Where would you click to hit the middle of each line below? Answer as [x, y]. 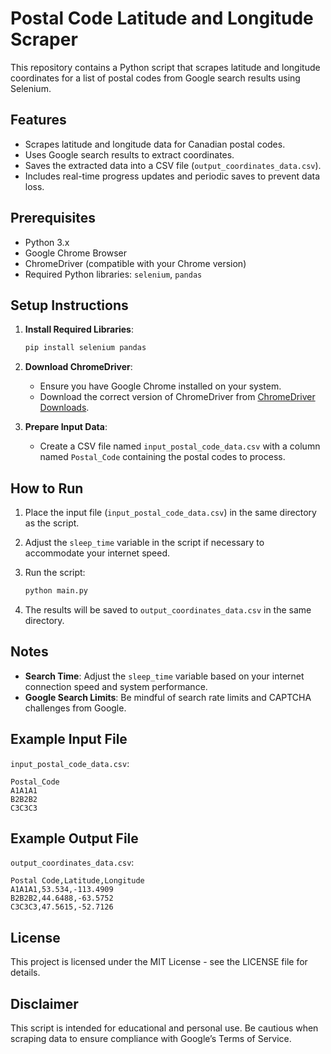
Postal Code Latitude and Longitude [162, 18]
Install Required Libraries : [79, 329]
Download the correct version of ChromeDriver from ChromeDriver [177, 397]
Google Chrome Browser [76, 253]
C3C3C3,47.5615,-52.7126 [62, 907]
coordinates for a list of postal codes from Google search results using [155, 78]
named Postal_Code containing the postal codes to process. [162, 457]
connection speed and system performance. [116, 686]
